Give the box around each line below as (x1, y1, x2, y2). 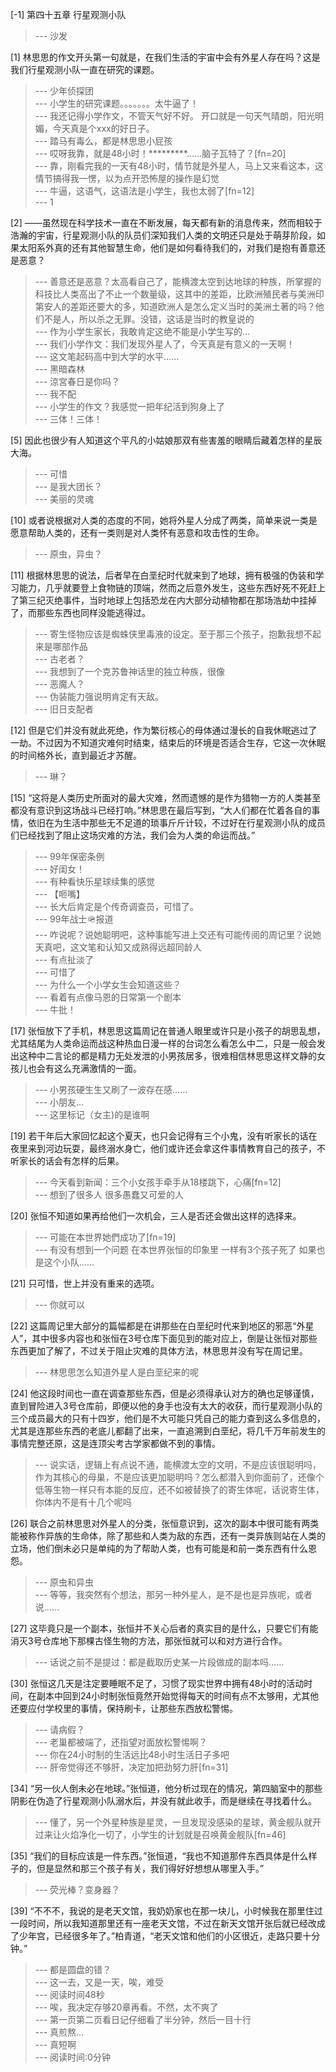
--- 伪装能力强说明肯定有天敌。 (34, 691, 165, 702)
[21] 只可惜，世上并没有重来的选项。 (10, 1278, 160, 1289)
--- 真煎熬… (34, 2026, 85, 2038)
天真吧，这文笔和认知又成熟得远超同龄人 (34, 941, 202, 953)
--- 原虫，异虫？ (34, 548, 103, 560)
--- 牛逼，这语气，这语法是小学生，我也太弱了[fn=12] (34, 185, 255, 197)
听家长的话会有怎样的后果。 (10, 1155, 125, 1167)
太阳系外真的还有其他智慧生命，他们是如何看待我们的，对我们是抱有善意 (18, 242, 317, 253)
